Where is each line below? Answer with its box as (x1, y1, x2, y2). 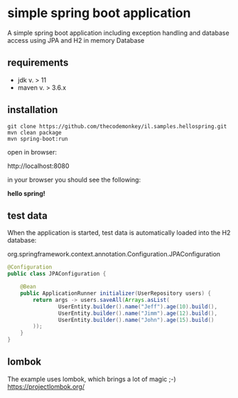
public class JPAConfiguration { (7, 271, 107, 278)
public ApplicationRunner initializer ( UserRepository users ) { (20, 290, 212, 297)
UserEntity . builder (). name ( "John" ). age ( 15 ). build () (58, 316, 215, 323)
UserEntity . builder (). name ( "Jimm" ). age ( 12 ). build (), (58, 310, 218, 317)
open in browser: (7, 147, 58, 156)
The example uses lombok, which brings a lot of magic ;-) (7, 375, 176, 383)
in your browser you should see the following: (7, 175, 141, 184)
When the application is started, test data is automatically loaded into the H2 (7, 229, 231, 237)
